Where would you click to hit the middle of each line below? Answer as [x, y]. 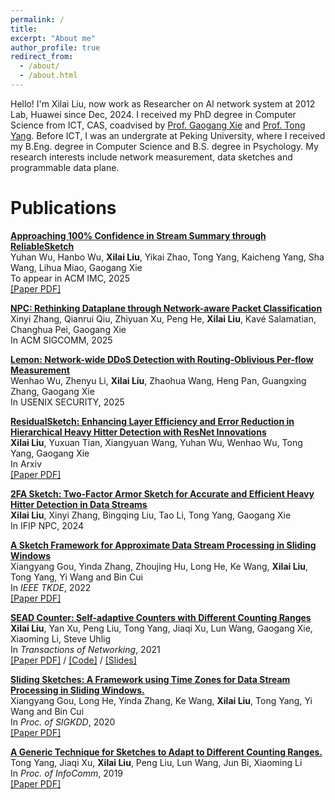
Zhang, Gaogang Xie [52, 391]
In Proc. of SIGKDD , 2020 [63, 722]
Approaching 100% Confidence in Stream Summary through [138, 235]
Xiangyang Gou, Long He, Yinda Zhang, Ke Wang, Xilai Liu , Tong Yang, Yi [161, 700]
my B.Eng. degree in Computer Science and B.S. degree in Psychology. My [164, 146]
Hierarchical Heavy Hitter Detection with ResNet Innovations [138, 432]
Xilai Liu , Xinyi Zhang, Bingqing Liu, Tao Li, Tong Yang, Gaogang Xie [151, 515]
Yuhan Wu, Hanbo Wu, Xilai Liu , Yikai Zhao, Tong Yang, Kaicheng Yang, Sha [167, 257]
